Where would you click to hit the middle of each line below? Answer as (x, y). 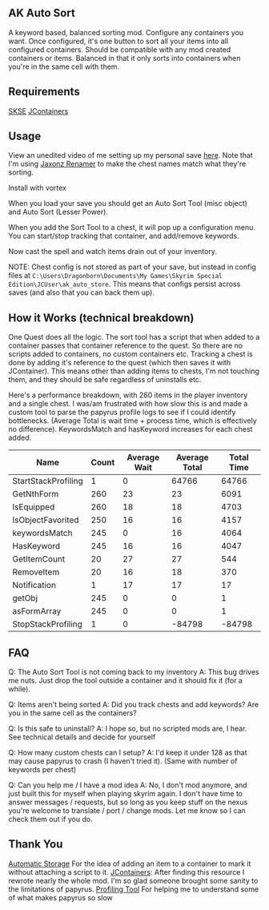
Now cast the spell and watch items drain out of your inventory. (113, 252)
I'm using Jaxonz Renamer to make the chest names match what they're (127, 164)
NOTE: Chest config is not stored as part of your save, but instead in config (132, 267)
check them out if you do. (51, 819)
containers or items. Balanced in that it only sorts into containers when (124, 58)
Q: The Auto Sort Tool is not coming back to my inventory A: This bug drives (134, 672)
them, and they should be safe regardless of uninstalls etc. (105, 380)
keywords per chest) (42, 770)
